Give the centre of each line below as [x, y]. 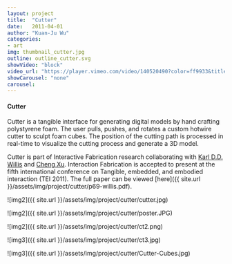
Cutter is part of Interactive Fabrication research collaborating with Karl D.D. [115, 157]
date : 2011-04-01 [35, 26]
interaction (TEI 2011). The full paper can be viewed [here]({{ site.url [104, 179]
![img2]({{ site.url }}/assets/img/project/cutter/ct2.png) [85, 227]
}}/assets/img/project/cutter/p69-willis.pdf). [70, 187]
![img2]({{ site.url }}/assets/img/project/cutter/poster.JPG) [90, 213]
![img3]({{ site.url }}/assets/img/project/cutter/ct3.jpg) [84, 240]
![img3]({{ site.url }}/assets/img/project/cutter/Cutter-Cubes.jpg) [99, 254]
